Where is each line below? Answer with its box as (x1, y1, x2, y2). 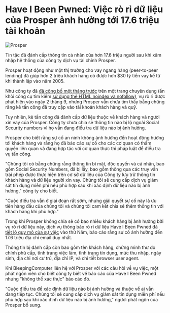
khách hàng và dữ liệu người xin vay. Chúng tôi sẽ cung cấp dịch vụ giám (5, 177, 158, 183)
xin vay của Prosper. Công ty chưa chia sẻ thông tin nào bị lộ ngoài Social (5, 119, 159, 125)
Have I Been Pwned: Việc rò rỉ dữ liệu (5, 4, 163, 15)
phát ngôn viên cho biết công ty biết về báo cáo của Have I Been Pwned (5, 270, 156, 276)
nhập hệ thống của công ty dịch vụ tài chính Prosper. (5, 57, 116, 63)
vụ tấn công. (5, 151, 32, 157)
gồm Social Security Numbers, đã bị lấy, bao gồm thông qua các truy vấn (5, 166, 158, 172)
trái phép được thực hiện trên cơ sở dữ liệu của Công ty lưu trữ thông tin (5, 172, 156, 178)
